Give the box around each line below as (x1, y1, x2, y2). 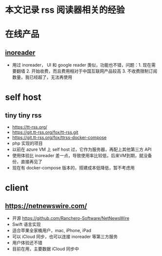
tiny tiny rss (5, 111, 42, 119)
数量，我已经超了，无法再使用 (12, 74, 72, 80)
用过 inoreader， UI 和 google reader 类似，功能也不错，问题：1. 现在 (12, 62, 152, 68)
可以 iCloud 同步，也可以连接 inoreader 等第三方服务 (12, 233, 118, 240)
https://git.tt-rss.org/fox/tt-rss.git (12, 129, 79, 135)
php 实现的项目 (12, 140, 43, 146)
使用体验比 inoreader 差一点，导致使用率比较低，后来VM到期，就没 (12, 153, 148, 159)
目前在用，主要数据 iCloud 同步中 (12, 246, 79, 252)
